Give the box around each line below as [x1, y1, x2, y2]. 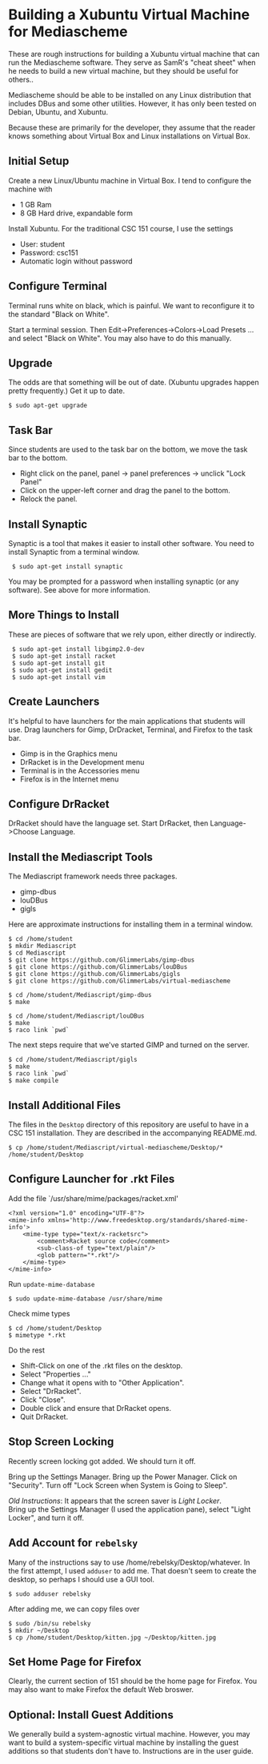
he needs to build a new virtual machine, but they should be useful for [8, 66, 239, 75]
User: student [19, 239, 66, 249]
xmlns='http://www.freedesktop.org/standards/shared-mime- [47, 1216, 249, 1224]
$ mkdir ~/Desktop [8, 1626, 70, 1634]
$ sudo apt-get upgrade [8, 402, 88, 410]
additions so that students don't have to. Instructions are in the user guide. [8, 1746, 254, 1756]
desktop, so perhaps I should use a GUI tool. [8, 1574, 154, 1584]
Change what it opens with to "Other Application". [19, 1377, 185, 1387]
